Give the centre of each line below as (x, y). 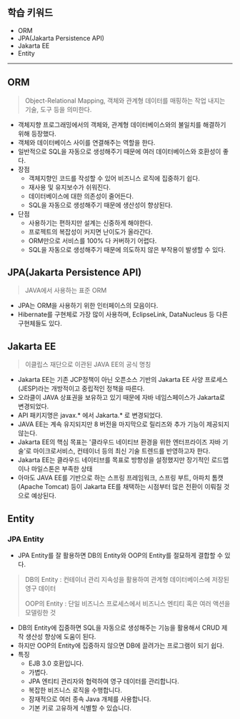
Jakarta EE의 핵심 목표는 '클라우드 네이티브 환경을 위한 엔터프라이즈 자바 (119, 442)
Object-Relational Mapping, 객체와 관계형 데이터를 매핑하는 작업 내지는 (125, 100)
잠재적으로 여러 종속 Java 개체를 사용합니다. (90, 699)
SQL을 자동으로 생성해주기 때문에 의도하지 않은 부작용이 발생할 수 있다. (127, 249)
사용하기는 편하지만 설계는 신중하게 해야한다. (90, 223)
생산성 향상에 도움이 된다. (61, 636)
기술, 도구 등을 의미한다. (58, 109)
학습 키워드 (30, 13)
